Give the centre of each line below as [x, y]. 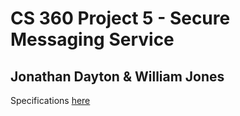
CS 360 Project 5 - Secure [120, 18]
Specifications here [50, 100]
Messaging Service [92, 39]
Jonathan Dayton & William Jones [117, 76]
